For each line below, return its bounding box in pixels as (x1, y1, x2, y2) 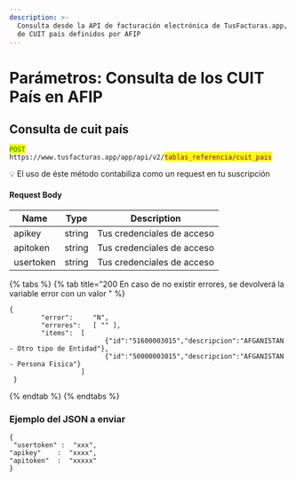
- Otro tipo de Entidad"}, (9, 343, 109, 353)
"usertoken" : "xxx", (12, 440, 98, 449)
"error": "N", (41, 312, 109, 322)
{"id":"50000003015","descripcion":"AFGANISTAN (104, 351, 284, 360)
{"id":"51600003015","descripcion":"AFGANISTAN (104, 336, 284, 345)
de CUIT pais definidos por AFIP (17, 29, 141, 38)
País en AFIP (9, 86, 104, 106)
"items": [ (41, 328, 86, 337)
